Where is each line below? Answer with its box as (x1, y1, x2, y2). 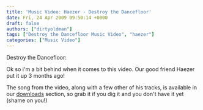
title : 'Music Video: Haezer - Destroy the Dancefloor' (6, 9, 152, 15)
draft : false (6, 20, 40, 26)
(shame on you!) (6, 97, 48, 104)
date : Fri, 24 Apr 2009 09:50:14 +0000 (6, 15, 108, 21)
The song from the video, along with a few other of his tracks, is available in (6, 84, 197, 91)
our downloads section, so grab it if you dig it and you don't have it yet (6, 91, 184, 97)
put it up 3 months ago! (6, 72, 65, 79)
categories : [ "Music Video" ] (6, 37, 81, 43)
